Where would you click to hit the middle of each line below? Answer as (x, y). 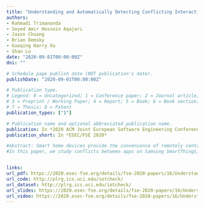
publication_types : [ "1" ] (39, 113)
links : (15, 168)
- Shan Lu (19, 52)
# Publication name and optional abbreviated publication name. (89, 124)
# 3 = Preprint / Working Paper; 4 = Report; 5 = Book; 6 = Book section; (103, 102)
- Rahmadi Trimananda (34, 23)
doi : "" (16, 62)
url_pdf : (17, 173)
